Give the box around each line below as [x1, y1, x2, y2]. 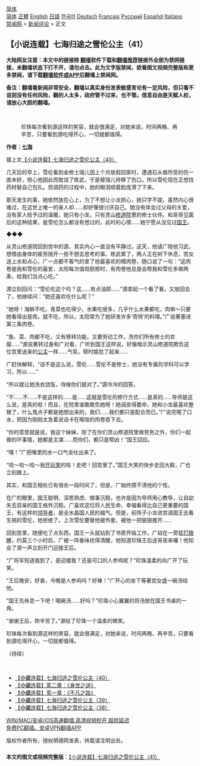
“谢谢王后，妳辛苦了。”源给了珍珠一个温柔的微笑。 [6, 617, 129, 624]
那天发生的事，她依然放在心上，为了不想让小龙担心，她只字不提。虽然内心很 [6, 196, 194, 203]
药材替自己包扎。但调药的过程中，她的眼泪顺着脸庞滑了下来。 [6, 183, 158, 190]
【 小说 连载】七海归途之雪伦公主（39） [14, 696, 111, 703]
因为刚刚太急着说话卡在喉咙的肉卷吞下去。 [21, 416, 126, 423]
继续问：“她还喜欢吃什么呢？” [21, 292, 95, 299]
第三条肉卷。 [6, 320, 37, 328]
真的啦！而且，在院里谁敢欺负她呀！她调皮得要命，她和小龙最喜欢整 [26, 401, 194, 408]
